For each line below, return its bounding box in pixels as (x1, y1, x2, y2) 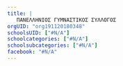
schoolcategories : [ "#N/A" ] (7, 36, 89, 43)
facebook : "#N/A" (7, 49, 58, 56)
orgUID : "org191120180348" (7, 23, 85, 30)
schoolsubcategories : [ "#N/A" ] (7, 42, 98, 49)
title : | (7, 10, 33, 17)
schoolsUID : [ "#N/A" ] (7, 29, 70, 36)
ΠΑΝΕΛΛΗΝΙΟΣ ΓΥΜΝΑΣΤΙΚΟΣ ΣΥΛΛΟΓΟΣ (16, 16, 117, 23)
